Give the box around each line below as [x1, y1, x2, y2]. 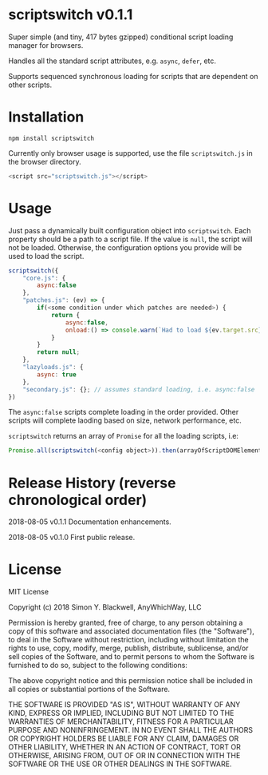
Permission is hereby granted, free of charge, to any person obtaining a [8, 618, 243, 628]
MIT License [8, 587, 49, 597]
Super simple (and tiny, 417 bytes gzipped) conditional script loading [8, 32, 234, 42]
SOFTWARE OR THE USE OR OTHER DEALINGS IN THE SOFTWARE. [8, 759, 232, 769]
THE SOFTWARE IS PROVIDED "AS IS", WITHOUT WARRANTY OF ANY [8, 700, 241, 709]
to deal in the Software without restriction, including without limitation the [8, 635, 249, 645]
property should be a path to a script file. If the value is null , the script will [8, 234, 253, 244]
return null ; [37, 348, 81, 356]
